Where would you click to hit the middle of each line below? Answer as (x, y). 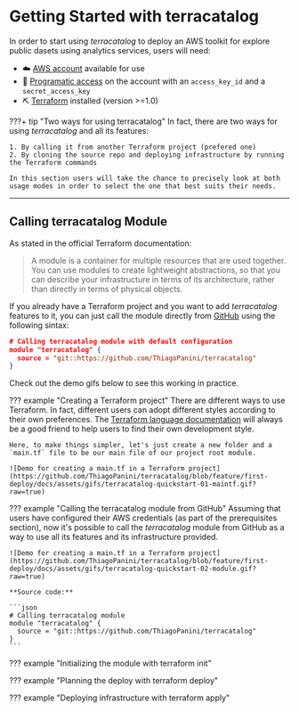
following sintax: (39, 325)
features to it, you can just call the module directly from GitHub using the (142, 315)
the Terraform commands (53, 162)
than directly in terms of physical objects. (107, 289)
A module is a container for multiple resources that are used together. (158, 260)
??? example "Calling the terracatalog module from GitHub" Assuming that (145, 509)
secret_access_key (56, 91)
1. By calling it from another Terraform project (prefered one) (133, 147)
